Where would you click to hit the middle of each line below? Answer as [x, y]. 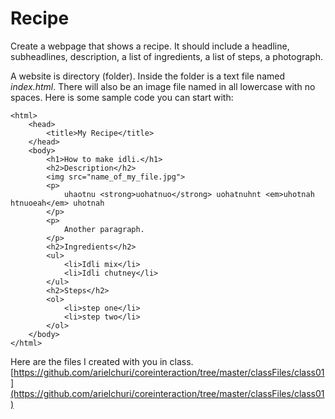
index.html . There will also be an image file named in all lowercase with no [163, 86]
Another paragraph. [104, 229]
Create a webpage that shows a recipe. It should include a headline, [150, 46]
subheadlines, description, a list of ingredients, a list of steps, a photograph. [166, 56]
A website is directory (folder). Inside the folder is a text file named [147, 76]
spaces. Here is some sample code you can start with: [122, 97]
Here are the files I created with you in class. [102, 361]
